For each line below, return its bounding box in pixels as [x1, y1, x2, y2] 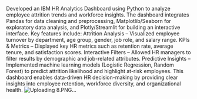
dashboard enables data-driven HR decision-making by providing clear [6, 74, 178, 81]
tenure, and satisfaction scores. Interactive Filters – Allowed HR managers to [6, 49, 191, 55]
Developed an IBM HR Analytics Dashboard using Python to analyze [6, 5, 171, 12]
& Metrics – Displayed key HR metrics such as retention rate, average [6, 42, 173, 49]
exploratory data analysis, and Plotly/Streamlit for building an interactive [6, 24, 181, 31]
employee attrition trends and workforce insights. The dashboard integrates [6, 11, 189, 18]
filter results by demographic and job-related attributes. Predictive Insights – [6, 55, 191, 62]
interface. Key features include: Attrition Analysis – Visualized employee [6, 30, 180, 37]
